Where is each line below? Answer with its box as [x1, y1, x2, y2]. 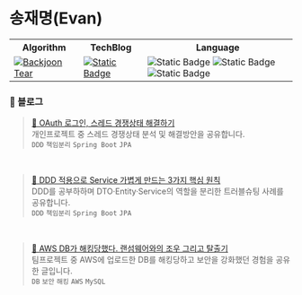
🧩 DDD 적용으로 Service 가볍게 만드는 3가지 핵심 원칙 [31, 175, 221, 186]
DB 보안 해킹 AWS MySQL [31, 277, 106, 287]
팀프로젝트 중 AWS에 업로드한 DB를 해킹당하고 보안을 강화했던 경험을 [31, 255, 274, 265]
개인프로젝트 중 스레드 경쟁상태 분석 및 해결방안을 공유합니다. [31, 129, 245, 140]
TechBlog [90, 41, 132, 54]
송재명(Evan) [9, 8, 103, 29]
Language [196, 41, 240, 54]
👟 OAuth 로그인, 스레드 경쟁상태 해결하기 [31, 117, 175, 128]
